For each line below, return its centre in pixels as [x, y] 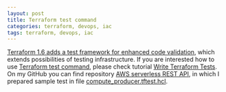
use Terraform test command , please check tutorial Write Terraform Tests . [112, 67]
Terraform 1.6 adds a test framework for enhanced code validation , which [111, 52]
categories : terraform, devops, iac [59, 26]
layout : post [26, 13]
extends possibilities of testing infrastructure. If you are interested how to [111, 60]
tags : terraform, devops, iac [50, 33]
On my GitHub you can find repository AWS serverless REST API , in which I [113, 74]
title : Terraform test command [52, 20]
